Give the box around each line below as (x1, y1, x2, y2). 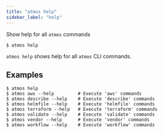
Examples (6, 70, 43, 80)
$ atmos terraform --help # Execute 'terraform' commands (6, 107, 158, 113)
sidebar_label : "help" (6, 14, 62, 20)
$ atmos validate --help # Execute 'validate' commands (6, 111, 155, 118)
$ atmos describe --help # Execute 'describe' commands (6, 96, 155, 102)
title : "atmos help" (6, 8, 57, 15)
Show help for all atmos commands (6, 30, 91, 38)
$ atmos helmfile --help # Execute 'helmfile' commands (6, 101, 155, 107)
